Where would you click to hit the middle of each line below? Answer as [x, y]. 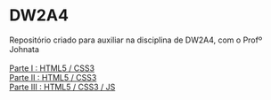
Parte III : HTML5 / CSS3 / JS [62, 87]
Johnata [25, 49]
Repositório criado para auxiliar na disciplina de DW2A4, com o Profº [136, 40]
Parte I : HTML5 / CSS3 [52, 68]
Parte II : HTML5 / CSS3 [53, 77]
